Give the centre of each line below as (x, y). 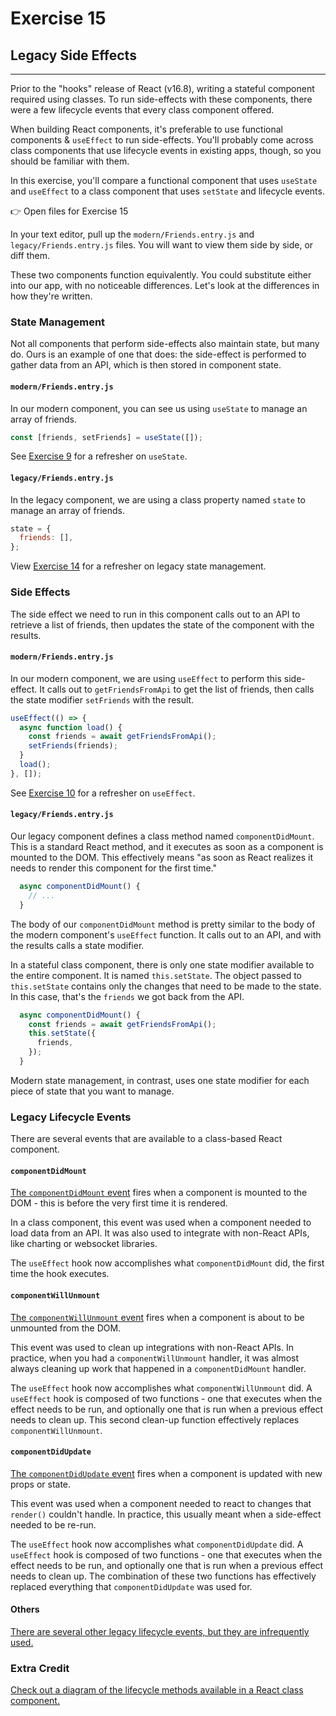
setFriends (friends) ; (73, 746)
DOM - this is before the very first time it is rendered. (119, 1203)
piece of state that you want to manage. (92, 1091)
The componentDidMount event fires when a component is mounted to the (159, 1193)
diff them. (30, 255)
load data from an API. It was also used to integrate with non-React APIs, (160, 1233)
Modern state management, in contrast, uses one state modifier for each (160, 1080)
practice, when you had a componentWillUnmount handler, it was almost (155, 1358)
